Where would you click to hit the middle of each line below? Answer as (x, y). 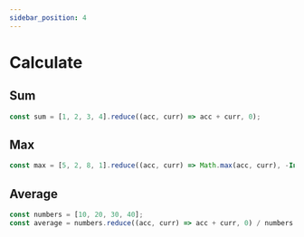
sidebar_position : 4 (48, 18)
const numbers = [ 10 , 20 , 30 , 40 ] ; (76, 214)
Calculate (46, 62)
